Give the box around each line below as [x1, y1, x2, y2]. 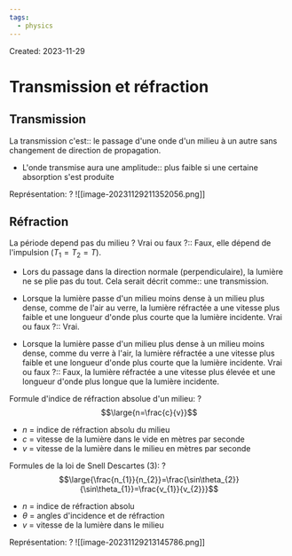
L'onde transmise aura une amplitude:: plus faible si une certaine [21, 161, 259, 173]
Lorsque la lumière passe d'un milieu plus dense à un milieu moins [21, 339, 264, 349]
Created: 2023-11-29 [9, 45, 86, 56]
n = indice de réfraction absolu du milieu [21, 425, 170, 435]
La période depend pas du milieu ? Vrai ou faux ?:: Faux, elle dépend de [9, 238, 272, 248]
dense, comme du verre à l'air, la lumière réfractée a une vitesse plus [21, 348, 275, 359]
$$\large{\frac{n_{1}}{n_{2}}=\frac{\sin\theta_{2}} [59, 474, 240, 485]
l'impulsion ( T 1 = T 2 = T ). [9, 247, 102, 260]
